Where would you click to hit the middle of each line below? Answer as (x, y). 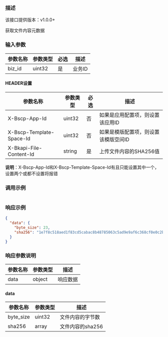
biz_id (15, 68)
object (40, 279)
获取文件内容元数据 (25, 31)
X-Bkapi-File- (25, 148)
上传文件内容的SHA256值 (129, 151)
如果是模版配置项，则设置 (129, 132)
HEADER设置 (19, 83)
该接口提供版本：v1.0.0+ (30, 20)
